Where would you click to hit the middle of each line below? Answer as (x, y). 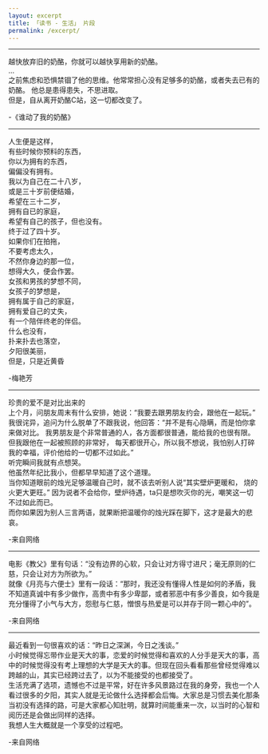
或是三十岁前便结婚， (43, 192)
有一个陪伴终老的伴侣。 (47, 321)
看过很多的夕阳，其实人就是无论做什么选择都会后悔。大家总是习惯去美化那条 (134, 695)
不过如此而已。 (33, 502)
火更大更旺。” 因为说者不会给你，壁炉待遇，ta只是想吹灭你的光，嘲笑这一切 (131, 493)
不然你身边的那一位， (43, 261)
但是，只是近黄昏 (36, 361)
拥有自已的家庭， (36, 212)
